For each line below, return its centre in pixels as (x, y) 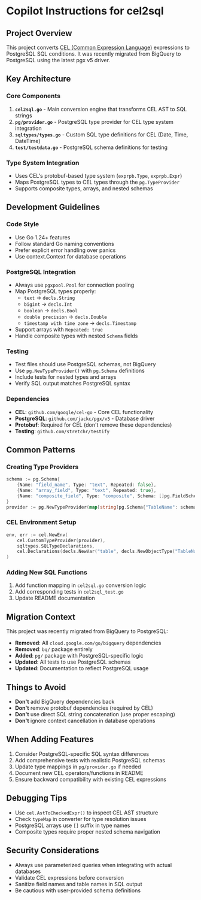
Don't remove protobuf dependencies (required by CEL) (84, 708)
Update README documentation (55, 598)
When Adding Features (50, 739)
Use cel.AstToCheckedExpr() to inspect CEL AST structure (86, 813)
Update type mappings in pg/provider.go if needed (78, 767)
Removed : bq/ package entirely (54, 649)
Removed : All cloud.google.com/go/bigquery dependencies (88, 643)
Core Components (33, 96)
